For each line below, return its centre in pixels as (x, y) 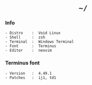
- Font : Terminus (31, 46)
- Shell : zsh (25, 38)
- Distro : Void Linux (33, 33)
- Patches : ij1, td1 (31, 78)
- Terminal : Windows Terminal (40, 42)
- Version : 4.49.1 (28, 73)
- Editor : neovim (28, 51)
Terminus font (23, 63)
